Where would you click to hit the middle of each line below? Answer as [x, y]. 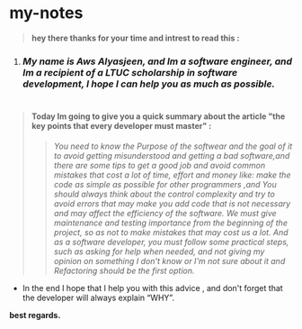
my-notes [46, 13]
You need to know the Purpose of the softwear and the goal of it [173, 146]
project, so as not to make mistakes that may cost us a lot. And [171, 232]
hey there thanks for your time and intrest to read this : [135, 38]
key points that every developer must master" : [121, 126]
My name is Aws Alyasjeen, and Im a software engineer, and [157, 61]
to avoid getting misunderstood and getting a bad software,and [172, 155]
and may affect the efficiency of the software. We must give [165, 213]
